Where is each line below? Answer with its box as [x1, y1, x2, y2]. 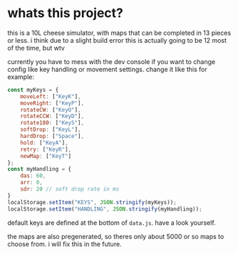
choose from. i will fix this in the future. [7, 240, 123, 248]
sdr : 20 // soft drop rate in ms [20, 186, 120, 193]
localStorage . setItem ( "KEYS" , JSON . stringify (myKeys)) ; [7, 199, 177, 206]
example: [7, 73, 34, 81]
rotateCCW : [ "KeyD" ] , [20, 112, 84, 120]
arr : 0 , [20, 179, 43, 186]
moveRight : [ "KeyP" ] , [20, 100, 84, 107]
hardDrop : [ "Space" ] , [20, 133, 84, 140]
